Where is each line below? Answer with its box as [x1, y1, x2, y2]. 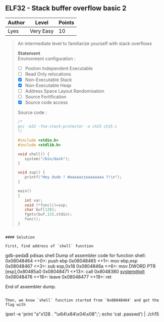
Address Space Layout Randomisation [25, 88, 104, 94]
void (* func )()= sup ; [24, 203, 68, 208]
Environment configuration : [17, 55, 76, 61]
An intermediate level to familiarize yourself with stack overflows [17, 40, 152, 46]
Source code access [25, 99, 68, 105]
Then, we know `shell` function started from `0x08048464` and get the [5, 297, 159, 303]
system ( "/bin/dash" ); [24, 156, 70, 161]
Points [59, 19, 75, 26]
